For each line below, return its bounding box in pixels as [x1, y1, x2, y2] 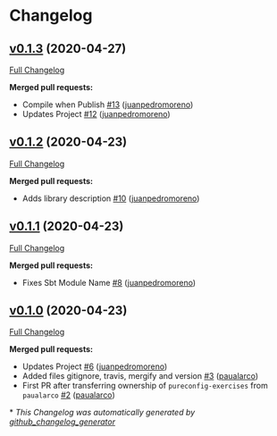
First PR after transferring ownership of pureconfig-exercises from [21, 381, 268, 391]
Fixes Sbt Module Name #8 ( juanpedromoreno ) [21, 277, 197, 288]
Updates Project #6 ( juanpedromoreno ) [21, 361, 168, 372]
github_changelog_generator [9, 416, 116, 427]
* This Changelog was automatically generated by [9, 407, 196, 418]
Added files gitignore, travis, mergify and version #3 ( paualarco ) [21, 371, 259, 381]
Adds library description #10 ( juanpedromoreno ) [21, 193, 200, 204]
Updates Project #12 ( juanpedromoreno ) [21, 109, 172, 119]
